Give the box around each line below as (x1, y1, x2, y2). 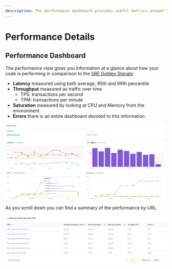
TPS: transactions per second (20, 91, 83, 97)
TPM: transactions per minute (20, 96, 83, 102)
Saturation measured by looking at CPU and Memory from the (12, 102, 144, 108)
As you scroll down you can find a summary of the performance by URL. (5, 204, 158, 211)
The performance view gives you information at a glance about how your (5, 65, 159, 71)
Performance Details (5, 31, 95, 43)
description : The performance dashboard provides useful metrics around (5, 8, 164, 13)
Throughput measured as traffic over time (12, 86, 102, 92)
